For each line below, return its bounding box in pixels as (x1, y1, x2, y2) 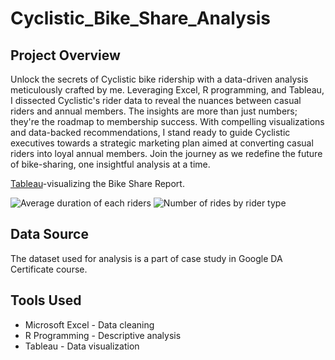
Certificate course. (10, 263, 88, 275)
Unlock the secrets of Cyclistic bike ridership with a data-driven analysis (10, 73, 309, 85)
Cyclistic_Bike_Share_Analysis (10, 7, 271, 30)
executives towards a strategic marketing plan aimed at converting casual (10, 137, 314, 149)
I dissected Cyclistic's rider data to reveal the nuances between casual (10, 95, 302, 106)
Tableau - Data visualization (24, 340, 140, 352)
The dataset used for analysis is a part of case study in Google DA (10, 252, 283, 264)
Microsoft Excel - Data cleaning (24, 318, 155, 331)
